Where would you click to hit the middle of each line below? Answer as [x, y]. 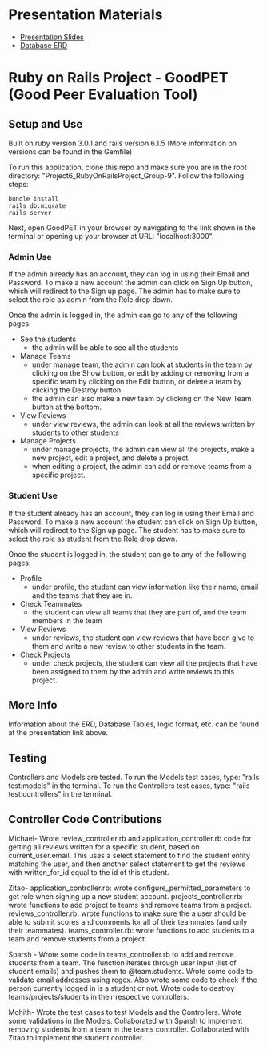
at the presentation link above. [58, 733]
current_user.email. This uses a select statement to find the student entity [129, 855]
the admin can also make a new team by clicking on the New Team [141, 399]
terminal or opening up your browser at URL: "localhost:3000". [111, 236]
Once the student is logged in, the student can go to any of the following [128, 554]
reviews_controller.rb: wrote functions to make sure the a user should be [128, 913]
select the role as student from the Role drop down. [93, 539]
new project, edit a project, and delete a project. [111, 458]
